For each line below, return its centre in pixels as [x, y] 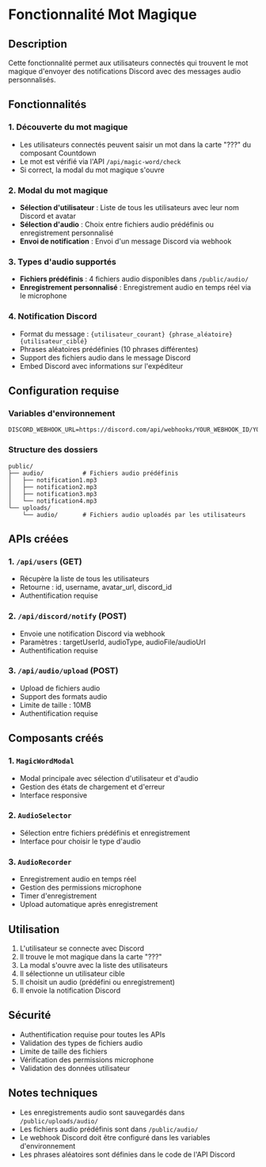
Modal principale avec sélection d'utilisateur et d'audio [109, 778]
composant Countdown [58, 153]
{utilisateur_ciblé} [53, 341]
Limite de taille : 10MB [55, 705]
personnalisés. [32, 80]
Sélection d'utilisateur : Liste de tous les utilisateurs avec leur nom [129, 207]
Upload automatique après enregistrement [89, 905]
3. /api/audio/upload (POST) [63, 671]
